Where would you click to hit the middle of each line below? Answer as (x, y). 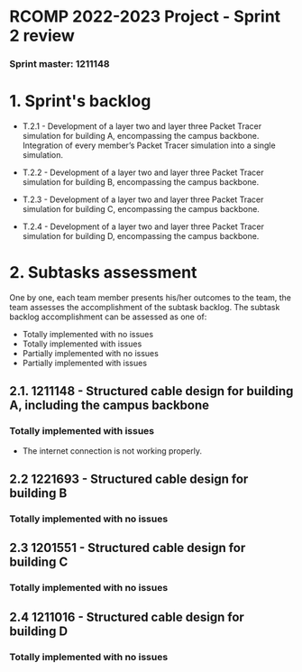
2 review (42, 36)
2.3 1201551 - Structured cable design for (128, 548)
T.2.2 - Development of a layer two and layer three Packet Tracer (143, 172)
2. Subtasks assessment (103, 273)
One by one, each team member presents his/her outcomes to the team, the (150, 297)
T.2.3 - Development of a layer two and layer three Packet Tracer (143, 199)
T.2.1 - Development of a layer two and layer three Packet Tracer (142, 126)
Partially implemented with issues (84, 363)
